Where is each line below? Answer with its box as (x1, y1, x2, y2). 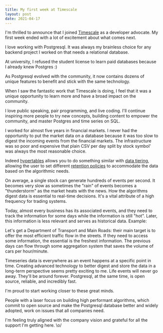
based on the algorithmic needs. (5, 168, 70, 174)
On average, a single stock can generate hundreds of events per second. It (5, 177, 155, 183)
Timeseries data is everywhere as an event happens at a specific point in (5, 258, 152, 264)
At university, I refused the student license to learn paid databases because (5, 59, 157, 65)
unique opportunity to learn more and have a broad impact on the (5, 93, 136, 99)
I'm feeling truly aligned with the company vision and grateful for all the (5, 317, 148, 323)
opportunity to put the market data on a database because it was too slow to (5, 133, 159, 139)
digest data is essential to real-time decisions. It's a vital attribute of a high (5, 193, 154, 199)
